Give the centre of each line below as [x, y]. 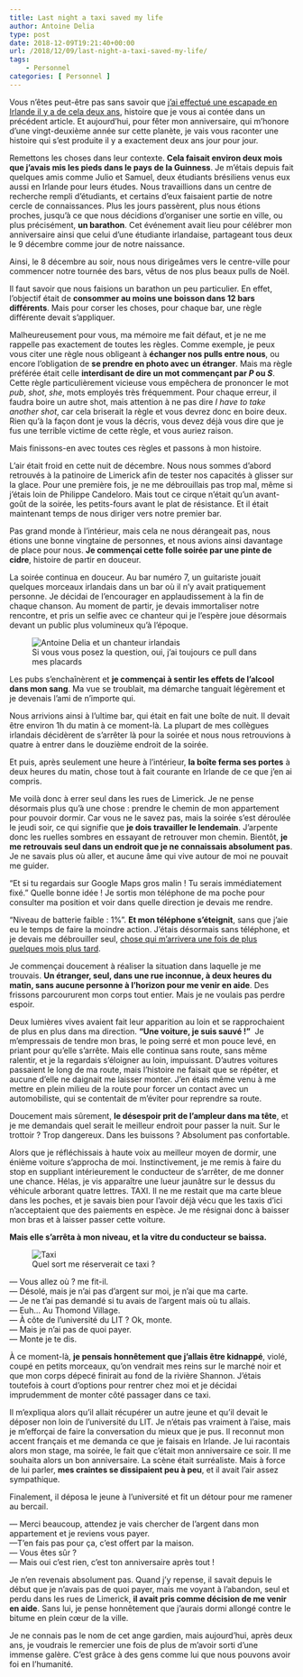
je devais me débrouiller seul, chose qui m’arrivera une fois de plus [133, 939]
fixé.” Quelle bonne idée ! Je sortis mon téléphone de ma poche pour [138, 893]
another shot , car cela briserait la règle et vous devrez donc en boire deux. [148, 411]
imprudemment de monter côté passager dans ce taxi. [110, 1395]
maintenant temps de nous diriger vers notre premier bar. [116, 513]
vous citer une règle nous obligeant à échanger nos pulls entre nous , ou [144, 353]
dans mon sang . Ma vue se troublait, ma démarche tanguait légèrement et [147, 688]
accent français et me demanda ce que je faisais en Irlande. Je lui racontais [150, 1441]
